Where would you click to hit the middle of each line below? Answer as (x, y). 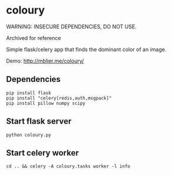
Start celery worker (43, 153)
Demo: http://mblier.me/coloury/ (45, 61)
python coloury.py (29, 135)
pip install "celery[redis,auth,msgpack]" (59, 98)
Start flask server (39, 121)
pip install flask (29, 93)
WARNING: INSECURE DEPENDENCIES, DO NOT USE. (71, 27)
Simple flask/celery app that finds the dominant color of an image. (86, 49)
